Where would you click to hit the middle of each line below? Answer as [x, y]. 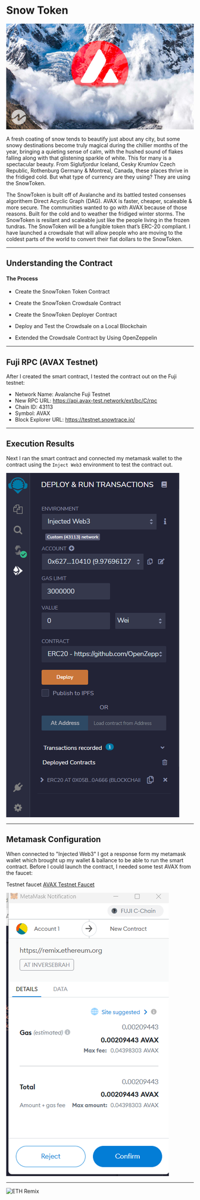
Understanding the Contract [60, 264]
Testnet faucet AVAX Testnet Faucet [51, 884]
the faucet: [19, 872]
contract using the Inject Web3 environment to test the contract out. [90, 465]
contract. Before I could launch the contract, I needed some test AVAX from [99, 867]
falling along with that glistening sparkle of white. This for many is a [89, 158]
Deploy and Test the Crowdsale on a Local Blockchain [81, 326]
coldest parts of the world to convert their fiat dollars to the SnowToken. [94, 239]
